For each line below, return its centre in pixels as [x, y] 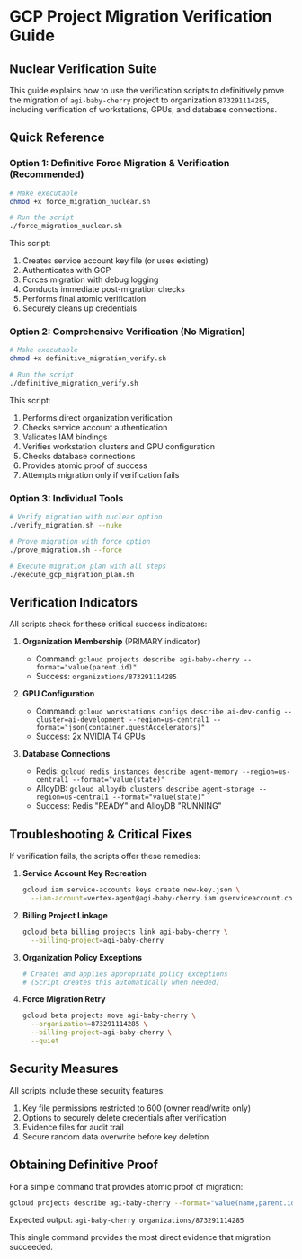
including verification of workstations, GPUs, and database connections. [143, 109]
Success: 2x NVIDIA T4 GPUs [90, 736]
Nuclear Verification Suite [83, 69]
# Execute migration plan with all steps [88, 566]
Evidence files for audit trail [73, 1127]
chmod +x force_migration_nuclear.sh [80, 201]
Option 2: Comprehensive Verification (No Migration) [127, 332]
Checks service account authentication [95, 427]
